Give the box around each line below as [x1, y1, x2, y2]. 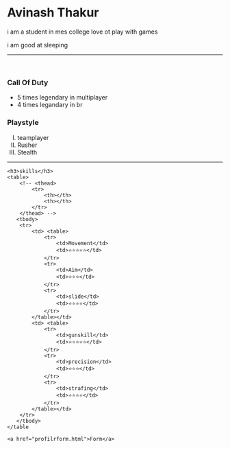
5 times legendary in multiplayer [16, 93, 108, 102]
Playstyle [7, 118, 39, 128]
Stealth [16, 148, 38, 156]
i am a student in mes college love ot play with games [7, 27, 158, 36]
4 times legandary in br [16, 101, 83, 109]
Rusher [16, 141, 38, 149]
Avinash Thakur [7, 5, 99, 21]
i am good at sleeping [7, 41, 68, 49]
